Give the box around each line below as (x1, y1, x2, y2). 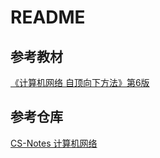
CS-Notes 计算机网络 (10, 137, 98, 149)
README (10, 6, 86, 29)
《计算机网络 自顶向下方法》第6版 (10, 77, 150, 88)
